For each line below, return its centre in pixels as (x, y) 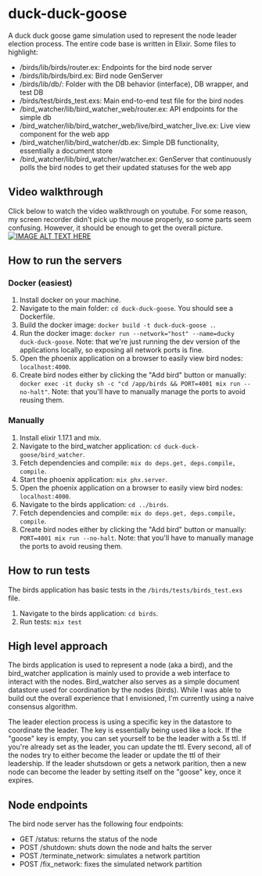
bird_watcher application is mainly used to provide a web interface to (119, 673)
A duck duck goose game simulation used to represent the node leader (122, 35)
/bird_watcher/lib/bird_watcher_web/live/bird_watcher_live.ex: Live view (135, 126)
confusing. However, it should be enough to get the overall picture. (116, 228)
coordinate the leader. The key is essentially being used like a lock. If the (125, 730)
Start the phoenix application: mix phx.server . (93, 479)
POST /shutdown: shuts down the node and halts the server (116, 848)
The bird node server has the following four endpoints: (96, 824)
